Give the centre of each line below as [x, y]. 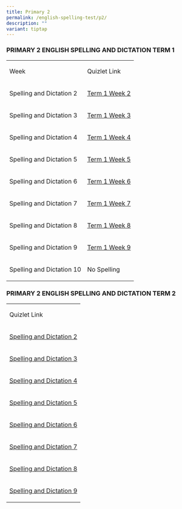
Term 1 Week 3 [109, 115]
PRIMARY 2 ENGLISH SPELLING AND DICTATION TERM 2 [91, 293]
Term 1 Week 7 [109, 203]
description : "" [27, 23]
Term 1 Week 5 [109, 159]
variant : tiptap [27, 29]
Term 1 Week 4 [109, 137]
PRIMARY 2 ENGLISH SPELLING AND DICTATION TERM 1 [90, 50]
